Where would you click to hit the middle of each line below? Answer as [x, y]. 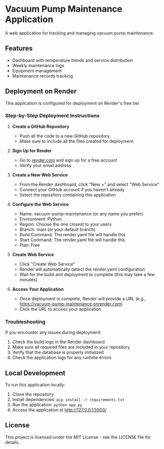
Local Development [35, 373]
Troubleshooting [25, 322]
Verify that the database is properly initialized [58, 352]
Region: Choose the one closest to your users [65, 224]
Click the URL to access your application [60, 309]
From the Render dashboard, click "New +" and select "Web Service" [89, 184]
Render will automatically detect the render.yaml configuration [82, 269]
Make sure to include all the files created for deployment [76, 141]
